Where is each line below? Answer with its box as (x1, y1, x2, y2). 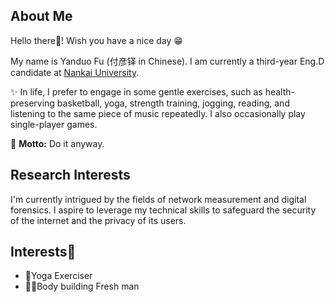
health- (264, 85, 295, 98)
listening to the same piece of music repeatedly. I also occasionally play (10, 107, 306, 119)
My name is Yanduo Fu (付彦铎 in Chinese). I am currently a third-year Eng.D (10, 55, 325, 67)
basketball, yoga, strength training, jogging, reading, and (56, 97, 290, 109)
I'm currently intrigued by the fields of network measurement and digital (10, 193, 307, 205)
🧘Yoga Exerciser (24, 270, 93, 282)
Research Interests (10, 167, 131, 184)
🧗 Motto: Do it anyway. (10, 137, 105, 149)
